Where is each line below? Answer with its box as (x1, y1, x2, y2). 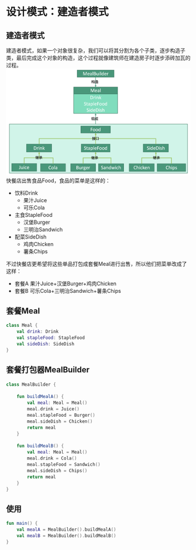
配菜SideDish (14, 233, 47, 240)
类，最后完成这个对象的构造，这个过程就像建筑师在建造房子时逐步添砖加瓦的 (6, 54, 191, 61)
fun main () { (6, 521, 38, 527)
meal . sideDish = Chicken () (27, 418, 93, 424)
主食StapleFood (14, 211, 53, 218)
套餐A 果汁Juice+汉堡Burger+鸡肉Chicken (14, 280, 117, 287)
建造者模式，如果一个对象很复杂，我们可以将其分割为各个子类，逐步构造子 (6, 47, 185, 54)
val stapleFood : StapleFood (16, 335, 85, 341)
